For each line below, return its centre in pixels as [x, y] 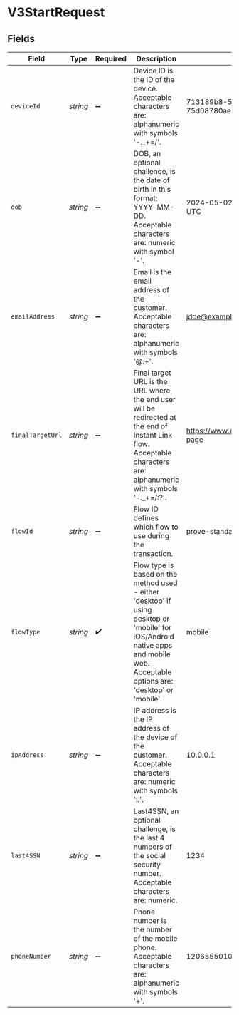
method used [155, 583]
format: [145, 198]
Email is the [153, 272]
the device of [155, 737]
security [147, 865]
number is [150, 921]
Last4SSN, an [156, 811]
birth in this [152, 189]
